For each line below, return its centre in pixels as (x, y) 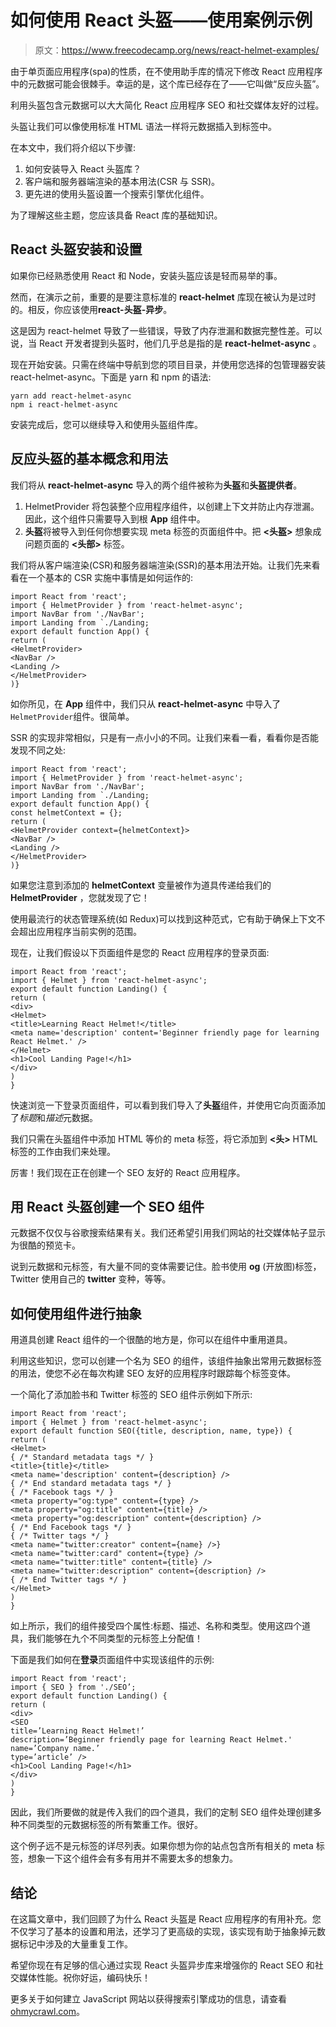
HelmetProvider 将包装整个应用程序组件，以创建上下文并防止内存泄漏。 (172, 506)
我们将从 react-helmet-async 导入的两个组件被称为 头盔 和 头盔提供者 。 (156, 485)
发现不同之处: (38, 750)
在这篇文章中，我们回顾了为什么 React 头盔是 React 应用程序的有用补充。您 (166, 1919)
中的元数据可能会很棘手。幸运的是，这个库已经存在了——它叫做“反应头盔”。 (167, 83)
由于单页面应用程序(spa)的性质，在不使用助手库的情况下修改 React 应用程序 (166, 71)
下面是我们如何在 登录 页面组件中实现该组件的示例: (112, 1660)
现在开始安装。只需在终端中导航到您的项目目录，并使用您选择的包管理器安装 (168, 364)
